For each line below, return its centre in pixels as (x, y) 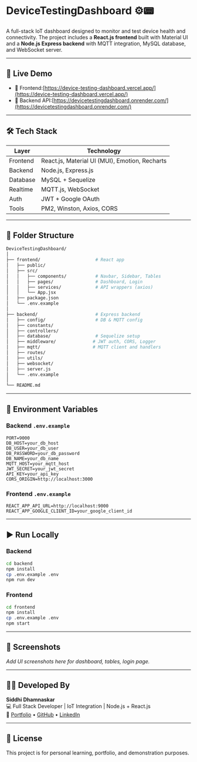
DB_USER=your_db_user (33, 448)
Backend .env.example (38, 426)
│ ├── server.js (28, 369)
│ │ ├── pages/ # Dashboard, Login (74, 282)
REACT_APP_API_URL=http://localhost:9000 (57, 506)
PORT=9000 (18, 438)
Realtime (21, 189)
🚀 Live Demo (29, 74)
